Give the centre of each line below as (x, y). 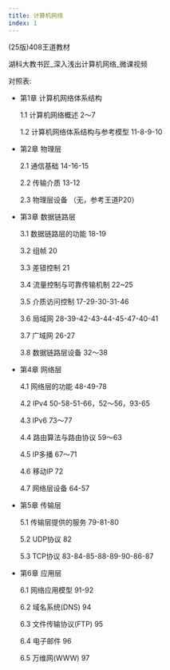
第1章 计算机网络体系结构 (61, 97)
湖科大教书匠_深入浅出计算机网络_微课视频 (78, 64)
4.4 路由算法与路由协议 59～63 (71, 437)
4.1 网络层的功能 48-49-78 (63, 386)
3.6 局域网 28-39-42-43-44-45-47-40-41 (89, 318)
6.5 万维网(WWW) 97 (55, 658)
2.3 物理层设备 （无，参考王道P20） (79, 200)
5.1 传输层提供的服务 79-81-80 (69, 522)
